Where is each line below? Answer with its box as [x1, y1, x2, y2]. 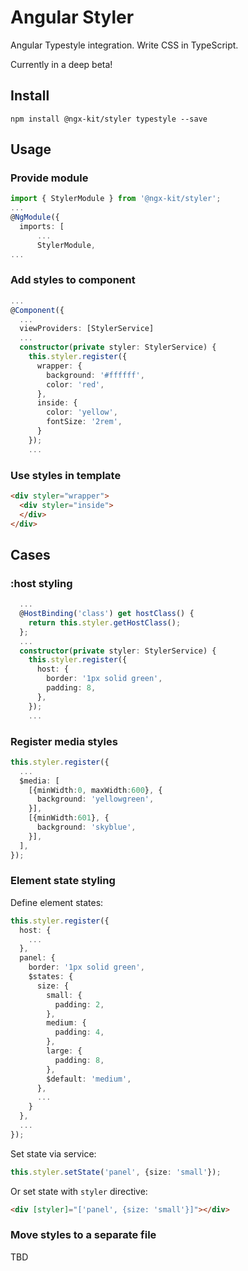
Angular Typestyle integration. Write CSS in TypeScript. [10, 39, 239, 51]
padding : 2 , [54, 999, 105, 1010]
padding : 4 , [54, 1027, 105, 1038]
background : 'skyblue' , [36, 822, 137, 833]
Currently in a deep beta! [10, 58, 113, 70]
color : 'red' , [46, 379, 105, 390]
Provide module [10, 171, 89, 185]
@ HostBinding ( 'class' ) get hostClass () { [19, 609, 195, 619]
